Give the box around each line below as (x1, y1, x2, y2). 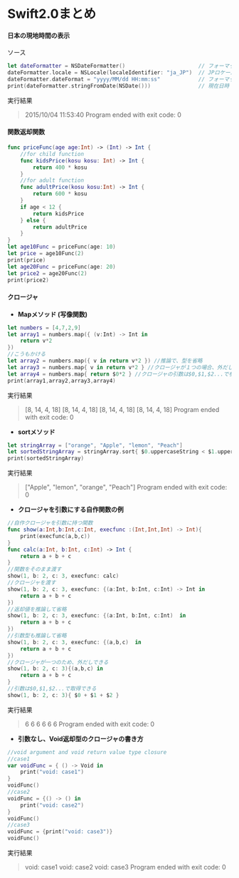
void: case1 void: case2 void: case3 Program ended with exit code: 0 (24, 863, 226, 872)
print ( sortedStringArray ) (7, 455, 84, 463)
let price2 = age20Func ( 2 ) (7, 269, 87, 277)
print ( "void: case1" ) (20, 768, 84, 776)
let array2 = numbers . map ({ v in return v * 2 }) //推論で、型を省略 (7, 357, 203, 365)
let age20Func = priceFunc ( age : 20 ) (7, 263, 116, 270)
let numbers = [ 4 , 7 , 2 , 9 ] (7, 324, 81, 331)
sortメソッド (17, 428, 55, 436)
